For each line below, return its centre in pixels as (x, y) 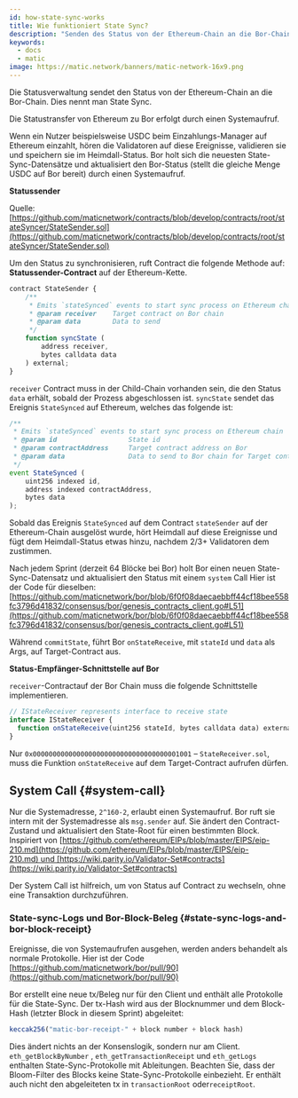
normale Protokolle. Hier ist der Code (77, 958)
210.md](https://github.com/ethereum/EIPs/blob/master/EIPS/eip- (129, 849)
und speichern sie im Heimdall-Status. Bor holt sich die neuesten (128, 154)
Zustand (24, 831)
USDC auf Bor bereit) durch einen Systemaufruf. (98, 173)
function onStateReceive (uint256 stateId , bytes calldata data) (138, 728)
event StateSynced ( (47, 473)
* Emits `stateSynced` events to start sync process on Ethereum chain (148, 431)
